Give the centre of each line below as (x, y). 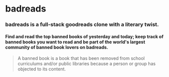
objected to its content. (42, 69)
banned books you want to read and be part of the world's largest (75, 42)
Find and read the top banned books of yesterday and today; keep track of (84, 36)
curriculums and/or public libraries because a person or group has (87, 64)
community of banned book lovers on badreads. (57, 47)
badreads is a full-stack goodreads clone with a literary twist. (82, 25)
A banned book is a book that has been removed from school (81, 58)
